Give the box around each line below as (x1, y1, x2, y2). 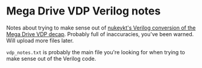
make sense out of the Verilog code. (6, 55, 96, 62)
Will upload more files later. (6, 37, 74, 44)
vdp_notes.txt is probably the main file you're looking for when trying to (6, 48, 185, 55)
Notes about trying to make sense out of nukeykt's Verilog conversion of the (6, 24, 196, 31)
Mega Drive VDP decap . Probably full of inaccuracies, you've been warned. (6, 30, 194, 37)
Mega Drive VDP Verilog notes (6, 4, 161, 18)
